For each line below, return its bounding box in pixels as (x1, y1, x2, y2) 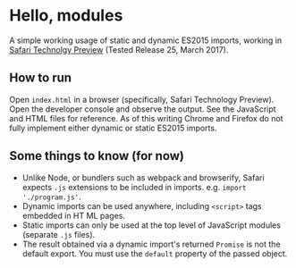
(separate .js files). (21, 229, 96, 239)
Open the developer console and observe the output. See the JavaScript (9, 104, 276, 114)
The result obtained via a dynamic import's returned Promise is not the (21, 239, 281, 249)
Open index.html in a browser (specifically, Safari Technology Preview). (9, 94, 275, 105)
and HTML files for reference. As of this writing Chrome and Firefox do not (9, 113, 283, 123)
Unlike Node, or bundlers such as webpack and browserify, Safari (21, 172, 266, 183)
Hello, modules (9, 5, 123, 26)
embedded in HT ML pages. (21, 210, 125, 221)
